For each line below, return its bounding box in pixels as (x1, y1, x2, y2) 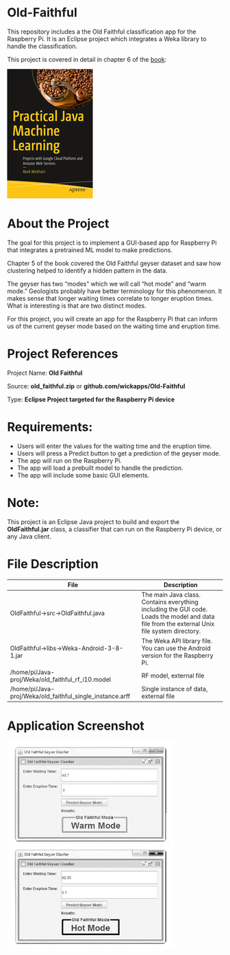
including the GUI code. (141, 605, 208, 614)
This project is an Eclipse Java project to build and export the (7, 517, 180, 525)
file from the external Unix (141, 620, 215, 628)
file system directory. (141, 627, 201, 635)
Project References (7, 346, 118, 362)
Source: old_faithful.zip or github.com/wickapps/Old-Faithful (7, 382, 186, 390)
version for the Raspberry (141, 651, 214, 659)
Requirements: (7, 419, 93, 434)
